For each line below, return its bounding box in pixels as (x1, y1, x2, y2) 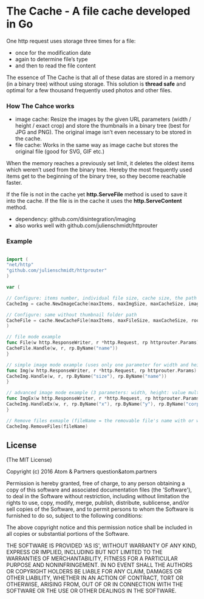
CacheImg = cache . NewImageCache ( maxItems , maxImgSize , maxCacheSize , (6, 301, 186, 307)
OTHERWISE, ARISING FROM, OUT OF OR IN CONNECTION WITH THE (6, 581, 183, 588)
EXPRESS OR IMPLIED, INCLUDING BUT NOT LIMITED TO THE (6, 549, 163, 556)
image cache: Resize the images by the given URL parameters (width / (15, 115, 191, 123)
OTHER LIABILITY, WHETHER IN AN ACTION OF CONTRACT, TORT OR (6, 574, 183, 581)
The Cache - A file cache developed (6, 4, 191, 18)
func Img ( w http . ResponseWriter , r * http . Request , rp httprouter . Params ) (6, 368, 197, 374)
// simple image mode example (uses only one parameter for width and (6, 361, 189, 368)
